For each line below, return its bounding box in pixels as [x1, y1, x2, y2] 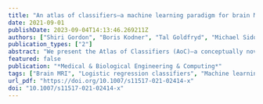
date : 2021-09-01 [8, 19, 65, 27]
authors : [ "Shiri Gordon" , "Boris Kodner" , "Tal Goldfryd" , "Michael [8, 33, 240, 41]
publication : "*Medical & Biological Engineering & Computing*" [8, 63, 222, 70]
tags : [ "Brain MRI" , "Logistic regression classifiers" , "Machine [8, 70, 229, 77]
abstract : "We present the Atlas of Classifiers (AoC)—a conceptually [8, 48, 243, 56]
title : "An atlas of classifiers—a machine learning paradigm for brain [8, 11, 250, 20]
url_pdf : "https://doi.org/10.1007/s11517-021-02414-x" [8, 77, 194, 84]
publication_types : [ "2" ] [8, 41, 92, 48]
